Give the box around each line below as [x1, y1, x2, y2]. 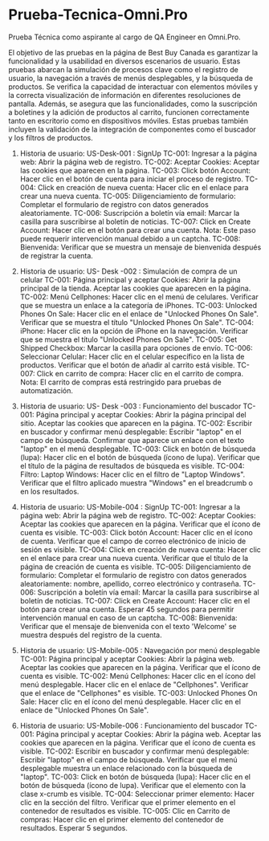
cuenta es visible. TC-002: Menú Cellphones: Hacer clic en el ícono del [19, 671, 256, 681]
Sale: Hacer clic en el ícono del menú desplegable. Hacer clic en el [19, 697, 241, 706]
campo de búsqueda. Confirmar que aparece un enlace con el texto [19, 435, 245, 445]
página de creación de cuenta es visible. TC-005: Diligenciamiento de [19, 562, 251, 571]
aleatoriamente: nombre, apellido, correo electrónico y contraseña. [19, 579, 242, 588]
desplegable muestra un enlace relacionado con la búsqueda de [19, 763, 233, 773]
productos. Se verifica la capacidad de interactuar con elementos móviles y [8, 82, 259, 91]
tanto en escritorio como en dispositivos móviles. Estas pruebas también [8, 116, 249, 125]
